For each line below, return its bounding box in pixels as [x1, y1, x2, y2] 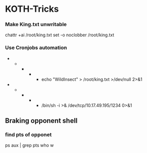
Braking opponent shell [5, 117, 77, 125]
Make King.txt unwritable [5, 21, 67, 28]
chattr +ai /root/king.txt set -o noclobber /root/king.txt [5, 32, 114, 38]
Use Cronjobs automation [5, 44, 67, 51]
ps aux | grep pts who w [5, 142, 54, 148]
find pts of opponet [5, 131, 52, 138]
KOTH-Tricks [5, 3, 59, 15]
